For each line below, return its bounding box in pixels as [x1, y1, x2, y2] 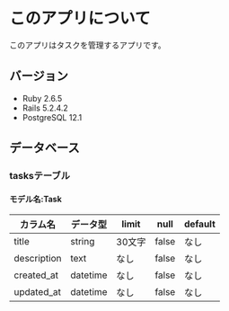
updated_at [13, 286, 61, 298]
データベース [9, 140, 80, 155]
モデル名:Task [9, 193, 63, 204]
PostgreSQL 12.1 [22, 111, 83, 122]
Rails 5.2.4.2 [22, 102, 69, 113]
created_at [13, 269, 59, 281]
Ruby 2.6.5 [22, 93, 63, 103]
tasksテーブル [9, 170, 70, 182]
